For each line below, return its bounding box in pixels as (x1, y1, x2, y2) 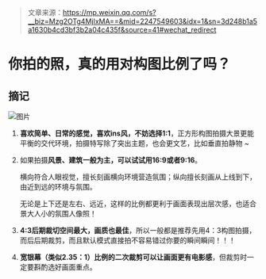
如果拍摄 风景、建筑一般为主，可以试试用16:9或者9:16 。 (19, 155, 202, 165)
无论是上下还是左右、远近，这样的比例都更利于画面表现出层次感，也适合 (19, 199, 256, 208)
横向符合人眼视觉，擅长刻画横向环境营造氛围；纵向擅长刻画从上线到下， (19, 172, 256, 182)
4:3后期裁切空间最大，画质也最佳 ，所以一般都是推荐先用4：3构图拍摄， (19, 226, 256, 235)
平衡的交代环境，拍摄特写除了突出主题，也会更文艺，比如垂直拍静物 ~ (19, 139, 249, 147)
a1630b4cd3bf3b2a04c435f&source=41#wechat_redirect (27, 25, 217, 34)
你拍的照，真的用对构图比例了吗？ (8, 55, 232, 74)
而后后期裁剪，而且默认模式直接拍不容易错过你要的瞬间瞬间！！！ (19, 235, 236, 245)
